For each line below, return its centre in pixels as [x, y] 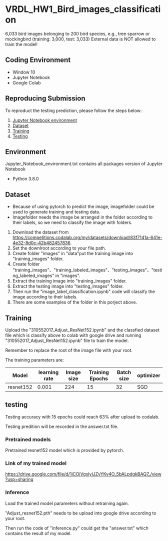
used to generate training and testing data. [56, 212]
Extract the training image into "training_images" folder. [69, 281]
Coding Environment [38, 60]
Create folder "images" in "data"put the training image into [73, 253]
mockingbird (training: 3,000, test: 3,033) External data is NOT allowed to [80, 39]
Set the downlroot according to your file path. [59, 248]
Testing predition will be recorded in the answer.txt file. [62, 426]
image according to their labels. [45, 297]
